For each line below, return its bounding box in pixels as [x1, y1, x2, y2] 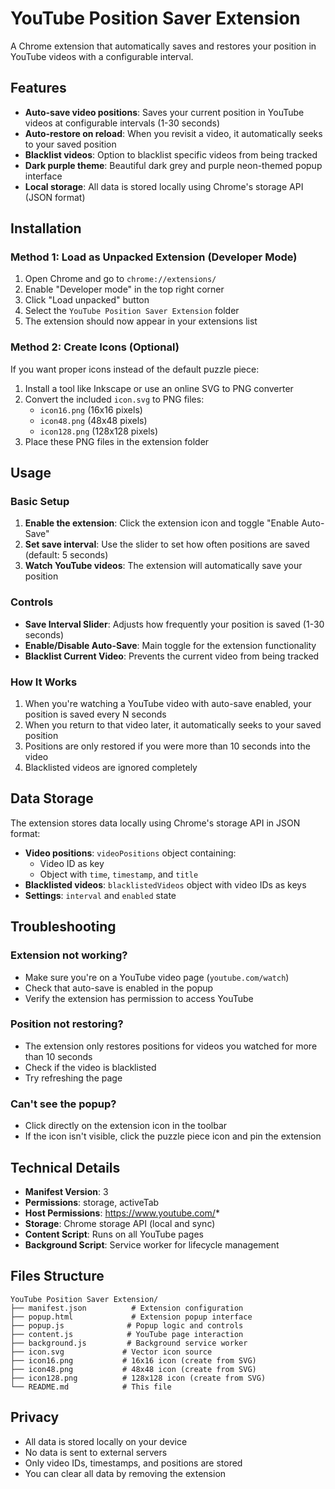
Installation [10, 220, 82, 237]
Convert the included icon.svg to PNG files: [24, 393, 205, 405]
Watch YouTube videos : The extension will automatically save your [24, 560, 303, 572]
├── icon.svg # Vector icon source [10, 1347, 213, 1357]
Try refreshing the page [24, 1072, 123, 1084]
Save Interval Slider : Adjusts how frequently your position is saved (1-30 [24, 618, 325, 630]
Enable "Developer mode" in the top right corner [24, 283, 225, 296]
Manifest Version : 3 [24, 1185, 109, 1197]
